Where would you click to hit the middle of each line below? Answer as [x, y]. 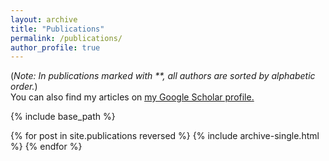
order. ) [24, 87]
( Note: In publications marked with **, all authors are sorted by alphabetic [163, 76]
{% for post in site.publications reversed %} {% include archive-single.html [165, 136]
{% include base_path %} [63, 117]
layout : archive [44, 19]
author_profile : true [55, 47]
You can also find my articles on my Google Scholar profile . [132, 97]
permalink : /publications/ [66, 38]
